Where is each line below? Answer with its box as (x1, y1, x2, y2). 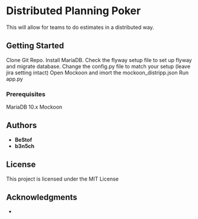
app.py (6, 75, 24, 82)
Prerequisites (6, 90, 46, 98)
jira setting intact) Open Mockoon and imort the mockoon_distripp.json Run (6, 69, 189, 76)
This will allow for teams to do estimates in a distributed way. (6, 24, 155, 31)
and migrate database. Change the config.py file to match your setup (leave (6, 63, 191, 70)
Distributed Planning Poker (6, 4, 141, 18)
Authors (6, 120, 37, 130)
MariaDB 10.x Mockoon (6, 103, 63, 110)
